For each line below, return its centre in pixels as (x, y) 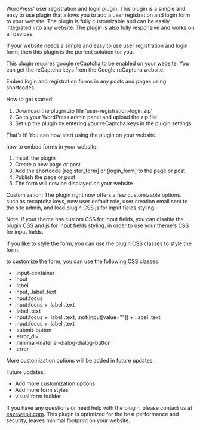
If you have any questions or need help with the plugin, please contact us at (99, 408)
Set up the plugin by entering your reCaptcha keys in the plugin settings (103, 123)
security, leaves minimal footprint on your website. (68, 420)
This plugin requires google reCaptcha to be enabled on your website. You (98, 63)
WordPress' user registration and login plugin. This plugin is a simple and (96, 9)
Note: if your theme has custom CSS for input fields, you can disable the (95, 219)
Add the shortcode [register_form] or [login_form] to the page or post (100, 171)
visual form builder (38, 396)
